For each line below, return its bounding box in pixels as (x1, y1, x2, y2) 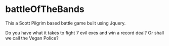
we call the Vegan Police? (5, 35, 59, 41)
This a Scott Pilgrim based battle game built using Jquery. (5, 20, 126, 26)
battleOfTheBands (5, 3, 85, 15)
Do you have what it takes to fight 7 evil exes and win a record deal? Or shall (5, 29, 164, 35)
